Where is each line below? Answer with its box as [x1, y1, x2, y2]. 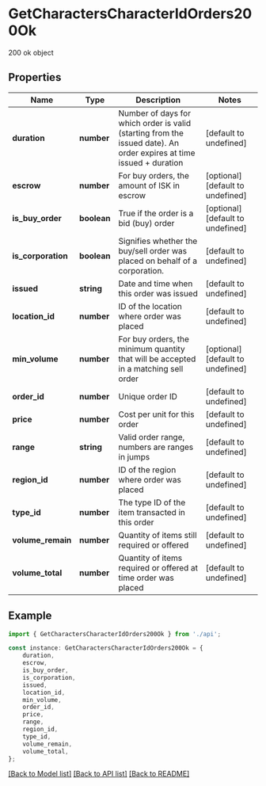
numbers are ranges [118, 441, 194, 452]
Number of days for [118, 108, 192, 119]
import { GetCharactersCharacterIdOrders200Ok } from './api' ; [8, 630, 222, 638]
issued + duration [118, 157, 184, 168]
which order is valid [118, 117, 192, 128]
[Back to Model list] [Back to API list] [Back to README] [8, 769, 190, 779]
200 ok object [8, 48, 54, 57]
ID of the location [118, 300, 182, 311]
